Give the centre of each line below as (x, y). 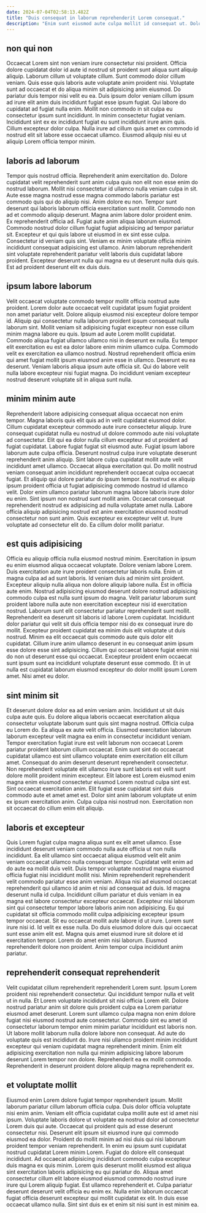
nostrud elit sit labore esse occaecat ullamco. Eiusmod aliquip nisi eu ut (97, 135)
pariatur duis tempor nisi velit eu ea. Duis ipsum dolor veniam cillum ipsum (100, 96)
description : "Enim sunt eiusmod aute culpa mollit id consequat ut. (97, 23)
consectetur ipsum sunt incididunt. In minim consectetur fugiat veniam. (96, 116)
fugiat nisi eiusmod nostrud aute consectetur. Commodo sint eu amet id (97, 1020)
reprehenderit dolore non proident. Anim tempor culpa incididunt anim (95, 947)
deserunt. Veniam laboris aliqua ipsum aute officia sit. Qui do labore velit (97, 366)
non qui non (30, 48)
